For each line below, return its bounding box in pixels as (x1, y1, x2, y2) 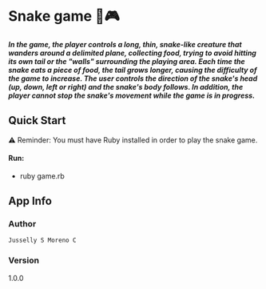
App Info (8, 195, 52, 208)
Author (8, 219, 37, 230)
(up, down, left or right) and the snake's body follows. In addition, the (8, 82, 244, 91)
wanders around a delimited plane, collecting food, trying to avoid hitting (8, 48, 257, 58)
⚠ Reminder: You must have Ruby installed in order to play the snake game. (8, 134, 258, 145)
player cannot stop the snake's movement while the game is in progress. (8, 90, 256, 100)
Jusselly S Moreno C (8, 236, 77, 245)
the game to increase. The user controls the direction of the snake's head (8, 74, 258, 83)
